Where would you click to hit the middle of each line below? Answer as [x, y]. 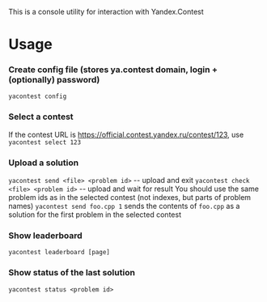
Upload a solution [44, 163]
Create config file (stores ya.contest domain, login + [113, 70]
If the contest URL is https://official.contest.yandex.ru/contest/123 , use [126, 134]
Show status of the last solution [72, 273]
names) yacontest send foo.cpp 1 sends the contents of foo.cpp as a [124, 206]
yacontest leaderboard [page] [59, 253]
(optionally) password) [54, 80]
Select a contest [41, 117]
